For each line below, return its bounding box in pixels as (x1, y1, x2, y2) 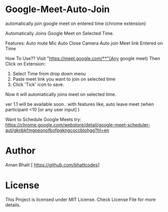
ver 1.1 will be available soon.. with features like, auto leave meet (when (5, 101, 154, 107)
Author (5, 145, 36, 157)
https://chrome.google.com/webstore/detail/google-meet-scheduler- (5, 122, 151, 128)
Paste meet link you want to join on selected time (12, 76, 116, 82)
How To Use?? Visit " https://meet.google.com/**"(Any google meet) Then (5, 55, 160, 62)
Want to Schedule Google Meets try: (5, 116, 81, 123)
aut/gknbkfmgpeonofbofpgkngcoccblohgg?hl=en (5, 127, 109, 133)
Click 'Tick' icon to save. (12, 81, 65, 87)
